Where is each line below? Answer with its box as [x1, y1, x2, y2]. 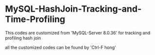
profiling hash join [5, 35, 41, 41]
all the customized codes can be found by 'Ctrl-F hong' [5, 44, 116, 50]
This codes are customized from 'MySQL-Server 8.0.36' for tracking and [5, 30, 151, 36]
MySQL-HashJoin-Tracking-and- [5, 3, 142, 15]
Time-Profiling [5, 14, 65, 25]
